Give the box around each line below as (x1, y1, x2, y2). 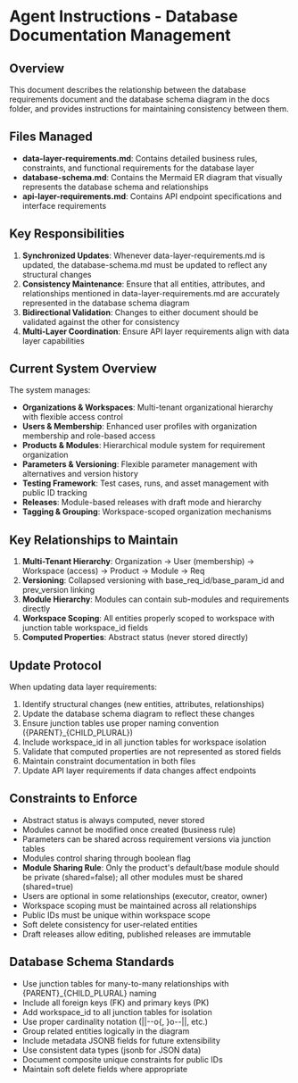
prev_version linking (21, 585, 95, 596)
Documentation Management (9, 25, 232, 46)
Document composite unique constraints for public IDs (21, 1054, 223, 1064)
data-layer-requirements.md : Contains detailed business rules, (21, 153, 258, 163)
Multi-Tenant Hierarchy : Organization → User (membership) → (21, 556, 255, 567)
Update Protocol (9, 658, 102, 673)
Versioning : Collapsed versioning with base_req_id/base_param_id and (21, 575, 285, 586)
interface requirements (21, 200, 107, 211)
